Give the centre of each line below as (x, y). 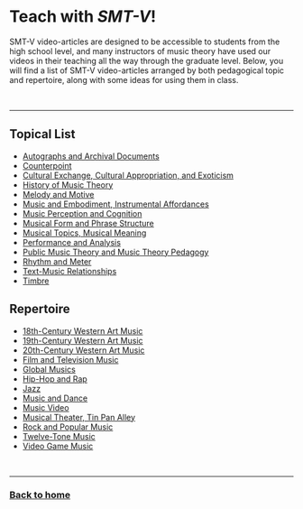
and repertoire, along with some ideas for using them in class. (124, 79)
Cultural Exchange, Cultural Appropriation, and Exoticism (128, 175)
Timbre (36, 281)
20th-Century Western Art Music (83, 350)
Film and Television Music (70, 359)
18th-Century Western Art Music (83, 330)
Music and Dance (55, 398)
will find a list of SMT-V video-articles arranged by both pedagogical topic (147, 70)
